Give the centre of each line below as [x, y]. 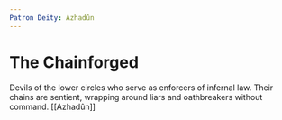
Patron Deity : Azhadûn [52, 18]
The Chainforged [74, 62]
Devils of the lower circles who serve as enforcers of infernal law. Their [141, 88]
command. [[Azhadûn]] [53, 106]
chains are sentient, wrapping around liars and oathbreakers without [136, 97]
